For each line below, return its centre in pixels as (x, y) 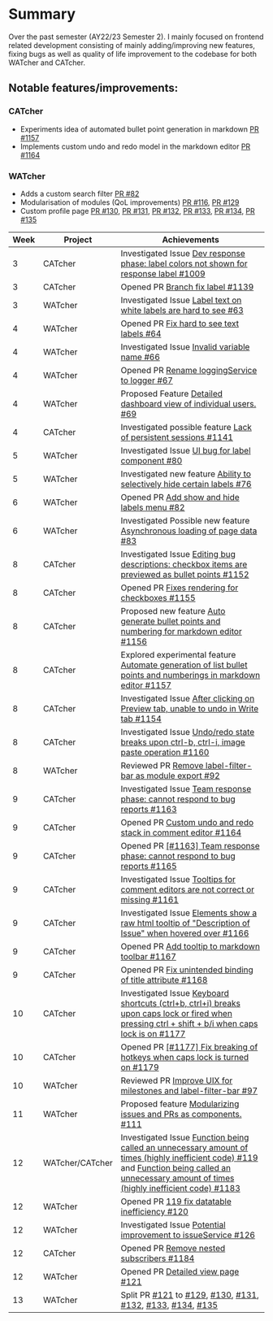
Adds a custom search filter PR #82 (80, 193)
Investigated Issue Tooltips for (178, 879)
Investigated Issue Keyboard (175, 993)
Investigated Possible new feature (185, 520)
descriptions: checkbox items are (184, 564)
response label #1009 (163, 273)
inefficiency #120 (154, 1211)
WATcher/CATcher (78, 1162)
